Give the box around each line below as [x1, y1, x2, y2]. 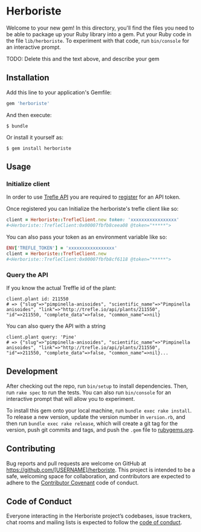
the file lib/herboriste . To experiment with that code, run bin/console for [6, 37, 190, 44]
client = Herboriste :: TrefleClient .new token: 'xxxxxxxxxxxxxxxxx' [6, 217, 180, 223]
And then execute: [6, 111, 52, 118]
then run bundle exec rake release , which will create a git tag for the [6, 420, 178, 427]
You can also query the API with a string [6, 322, 106, 330]
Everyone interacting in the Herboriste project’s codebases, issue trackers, [6, 512, 192, 520]
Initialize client [6, 179, 50, 188]
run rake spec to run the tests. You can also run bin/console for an [6, 388, 171, 396]
